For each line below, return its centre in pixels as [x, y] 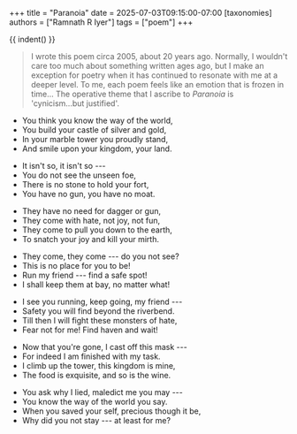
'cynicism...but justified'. [75, 103]
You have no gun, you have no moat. [88, 194]
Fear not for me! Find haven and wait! [90, 330]
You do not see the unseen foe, [79, 175]
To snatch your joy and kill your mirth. [90, 239]
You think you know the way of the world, [98, 120]
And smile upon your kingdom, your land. [97, 148]
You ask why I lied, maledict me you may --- [102, 392]
